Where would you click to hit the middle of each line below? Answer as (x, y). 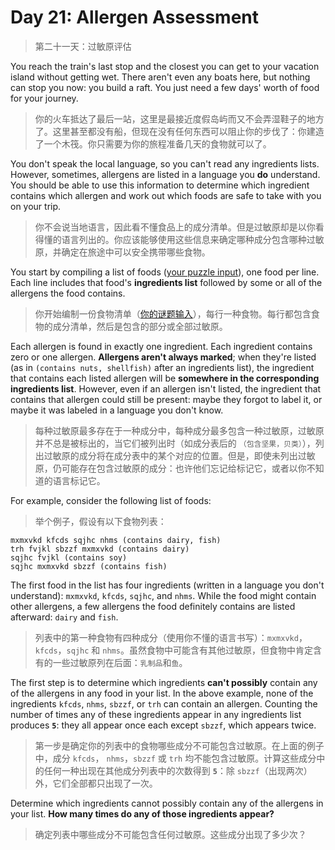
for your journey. (44, 98)
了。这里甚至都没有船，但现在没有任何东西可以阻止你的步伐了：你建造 (179, 131)
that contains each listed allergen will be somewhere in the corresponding (165, 378)
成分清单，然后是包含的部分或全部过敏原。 (140, 326)
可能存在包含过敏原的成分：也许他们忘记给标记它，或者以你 (184, 468)
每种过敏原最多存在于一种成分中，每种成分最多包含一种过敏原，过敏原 (179, 430)
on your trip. (36, 206)
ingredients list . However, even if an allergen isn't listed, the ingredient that (166, 388)
